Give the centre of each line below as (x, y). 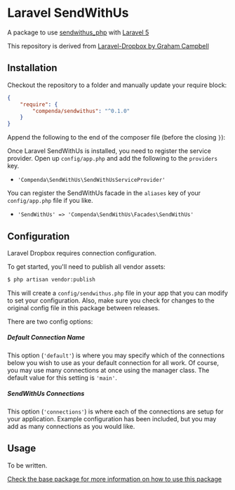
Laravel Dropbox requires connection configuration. (82, 253)
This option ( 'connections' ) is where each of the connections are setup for (115, 411)
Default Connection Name (46, 338)
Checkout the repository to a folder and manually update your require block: (117, 85)
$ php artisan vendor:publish (52, 279)
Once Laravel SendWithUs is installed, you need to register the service (109, 151)
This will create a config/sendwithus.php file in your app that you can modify (117, 293)
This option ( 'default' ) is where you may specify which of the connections (116, 355)
